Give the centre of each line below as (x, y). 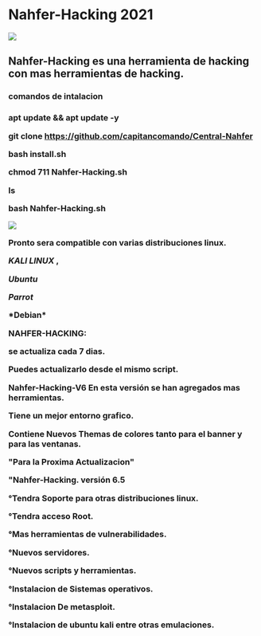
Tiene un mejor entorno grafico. (71, 416)
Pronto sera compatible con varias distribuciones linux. (117, 242)
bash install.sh (37, 154)
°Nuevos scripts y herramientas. (72, 571)
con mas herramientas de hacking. (96, 74)
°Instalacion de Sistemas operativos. (81, 589)
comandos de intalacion (56, 96)
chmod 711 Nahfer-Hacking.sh (68, 172)
